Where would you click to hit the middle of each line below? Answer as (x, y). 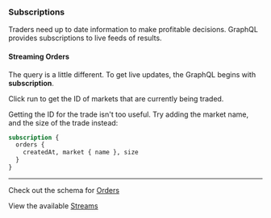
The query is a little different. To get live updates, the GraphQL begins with (132, 74)
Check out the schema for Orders (64, 190)
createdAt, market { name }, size (81, 152)
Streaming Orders (39, 56)
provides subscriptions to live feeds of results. (85, 38)
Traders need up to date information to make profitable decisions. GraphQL (133, 30)
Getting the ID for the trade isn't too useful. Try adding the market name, (128, 114)
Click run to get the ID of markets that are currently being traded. (116, 98)
